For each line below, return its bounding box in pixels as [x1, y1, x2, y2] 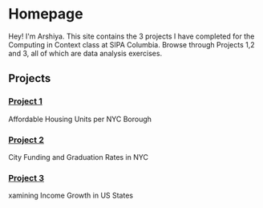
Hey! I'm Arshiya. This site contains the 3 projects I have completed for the [8, 31, 255, 41]
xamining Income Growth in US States [8, 190, 134, 201]
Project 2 [8, 134, 44, 145]
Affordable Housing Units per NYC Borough [8, 114, 152, 124]
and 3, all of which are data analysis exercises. [8, 48, 163, 58]
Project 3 [8, 172, 45, 183]
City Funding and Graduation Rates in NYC [8, 152, 149, 161]
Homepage [8, 5, 83, 23]
